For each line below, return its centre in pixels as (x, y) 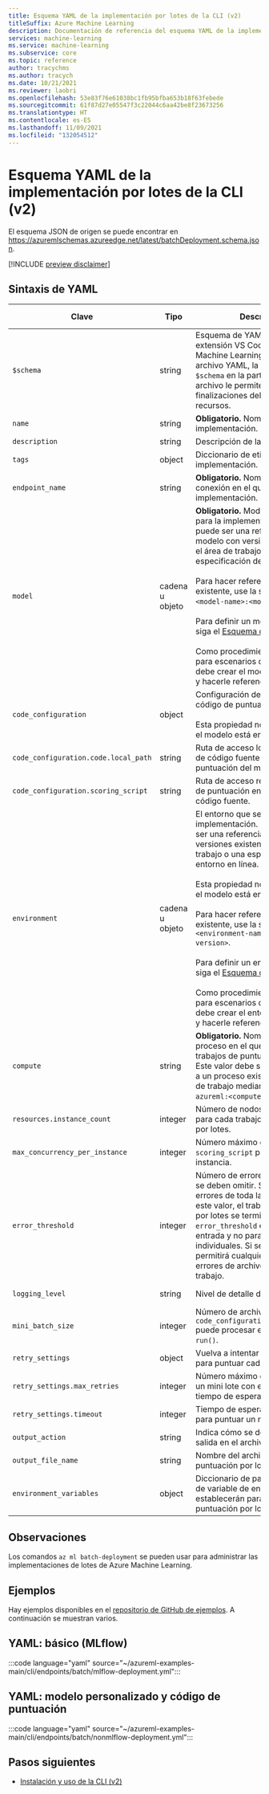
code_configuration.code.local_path (82, 758)
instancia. (214, 1163)
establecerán (221, 1498)
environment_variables (55, 1494)
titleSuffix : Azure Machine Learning (71, 23)
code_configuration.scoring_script (80, 791)
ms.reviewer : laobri (43, 90)
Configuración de (229, 695)
